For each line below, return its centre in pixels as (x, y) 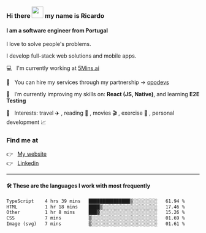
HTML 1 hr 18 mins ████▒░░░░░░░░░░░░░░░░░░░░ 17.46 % (96, 207)
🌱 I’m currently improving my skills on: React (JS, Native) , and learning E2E (103, 94)
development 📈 (26, 122)
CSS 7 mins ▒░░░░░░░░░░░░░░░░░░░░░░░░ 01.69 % (96, 218)
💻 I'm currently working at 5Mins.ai (53, 68)
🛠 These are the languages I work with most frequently (78, 186)
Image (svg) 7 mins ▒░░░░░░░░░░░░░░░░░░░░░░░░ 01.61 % (96, 224)
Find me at (22, 140)
